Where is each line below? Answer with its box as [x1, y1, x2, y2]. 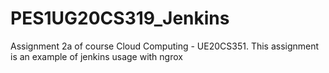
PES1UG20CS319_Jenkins [10, 7, 230, 30]
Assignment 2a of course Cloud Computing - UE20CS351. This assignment [10, 40, 320, 52]
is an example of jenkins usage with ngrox [10, 50, 183, 62]
